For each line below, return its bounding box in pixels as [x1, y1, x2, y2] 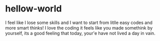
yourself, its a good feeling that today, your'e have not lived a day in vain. [5, 30, 156, 36]
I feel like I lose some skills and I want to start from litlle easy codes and [5, 19, 152, 25]
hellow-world [5, 3, 62, 14]
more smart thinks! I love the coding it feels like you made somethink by [5, 24, 153, 30]
